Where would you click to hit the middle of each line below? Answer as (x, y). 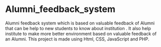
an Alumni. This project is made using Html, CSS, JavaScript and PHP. (77, 39)
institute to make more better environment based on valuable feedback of (81, 33)
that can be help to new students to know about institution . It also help (78, 28)
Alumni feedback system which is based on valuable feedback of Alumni (80, 23)
